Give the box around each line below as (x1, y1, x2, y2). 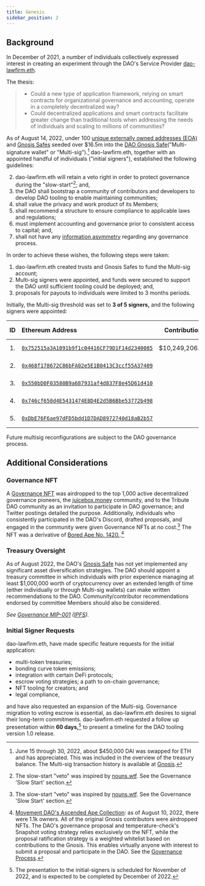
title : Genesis (6, 9, 45, 15)
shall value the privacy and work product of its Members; (15, 200, 159, 208)
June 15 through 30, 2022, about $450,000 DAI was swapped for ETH (15, 747, 192, 755)
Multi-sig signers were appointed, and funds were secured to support (15, 276, 190, 283)
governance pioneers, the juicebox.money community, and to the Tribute (6, 497, 189, 504)
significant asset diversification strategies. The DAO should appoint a (6, 566, 180, 574)
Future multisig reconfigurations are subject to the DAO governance (6, 434, 176, 441)
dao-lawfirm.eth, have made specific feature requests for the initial (6, 640, 174, 648)
